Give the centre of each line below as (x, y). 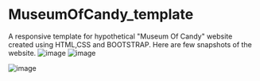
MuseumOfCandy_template (101, 15)
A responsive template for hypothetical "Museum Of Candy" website (120, 36)
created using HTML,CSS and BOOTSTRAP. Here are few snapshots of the (130, 44)
